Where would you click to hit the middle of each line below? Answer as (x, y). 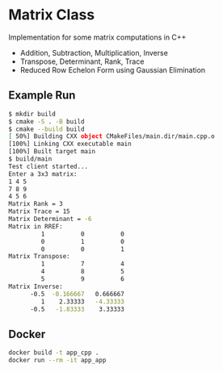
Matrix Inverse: (36, 286)
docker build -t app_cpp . (54, 353)
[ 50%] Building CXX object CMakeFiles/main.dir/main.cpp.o (112, 136)
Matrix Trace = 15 (39, 211)
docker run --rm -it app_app (57, 361)
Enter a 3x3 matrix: (43, 174)
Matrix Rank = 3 (36, 204)
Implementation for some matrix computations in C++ (97, 37)
